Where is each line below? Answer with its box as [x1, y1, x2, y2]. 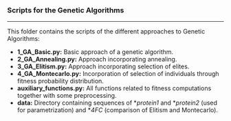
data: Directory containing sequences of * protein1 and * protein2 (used [16, 98, 218, 107]
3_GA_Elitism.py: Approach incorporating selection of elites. [16, 62, 190, 70]
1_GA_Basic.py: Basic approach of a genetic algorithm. [16, 48, 174, 56]
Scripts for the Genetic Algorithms [7, 5, 124, 15]
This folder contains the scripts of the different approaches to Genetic [7, 27, 206, 36]
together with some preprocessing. [16, 92, 117, 100]
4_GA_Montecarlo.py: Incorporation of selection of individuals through [16, 70, 219, 78]
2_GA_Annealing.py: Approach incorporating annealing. [16, 55, 177, 64]
